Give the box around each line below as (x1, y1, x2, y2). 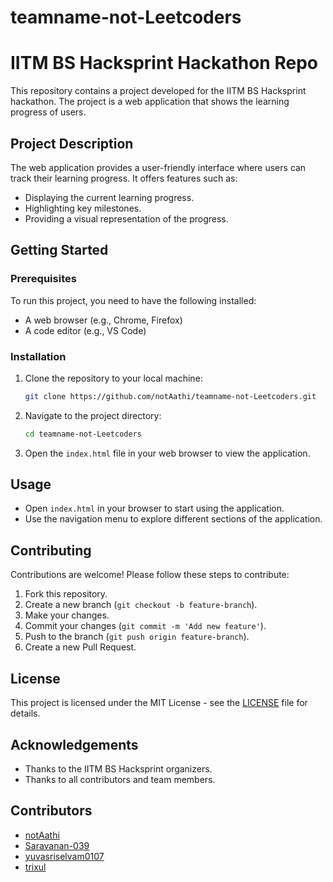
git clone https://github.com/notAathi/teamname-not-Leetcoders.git (24, 391, 317, 401)
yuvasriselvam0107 (24, 850, 105, 862)
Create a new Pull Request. (24, 641, 137, 653)
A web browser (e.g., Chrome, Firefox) (24, 314, 183, 326)
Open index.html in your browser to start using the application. (24, 502, 285, 515)
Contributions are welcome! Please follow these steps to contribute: (10, 569, 290, 581)
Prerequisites (10, 272, 77, 286)
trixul (24, 861, 47, 873)
